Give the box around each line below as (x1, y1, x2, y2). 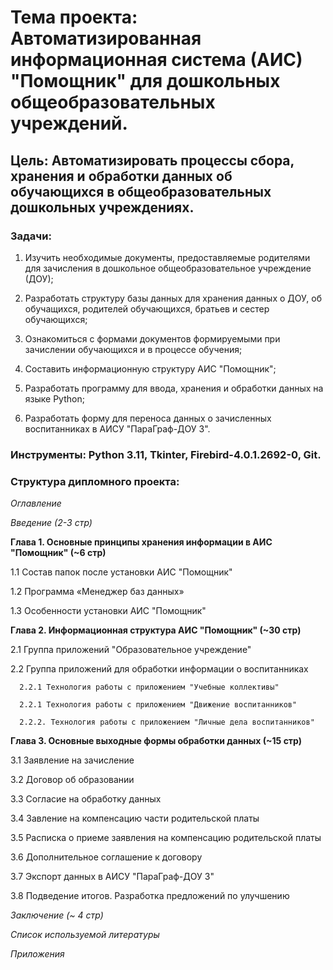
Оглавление (10, 497, 62, 510)
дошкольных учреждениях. (10, 199, 195, 216)
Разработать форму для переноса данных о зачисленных (24, 412, 272, 424)
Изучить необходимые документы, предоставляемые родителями (24, 251, 311, 263)
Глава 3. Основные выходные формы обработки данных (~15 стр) (10, 735, 303, 747)
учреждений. (10, 112, 128, 135)
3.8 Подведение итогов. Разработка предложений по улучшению (10, 890, 290, 902)
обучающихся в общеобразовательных (10, 183, 272, 200)
